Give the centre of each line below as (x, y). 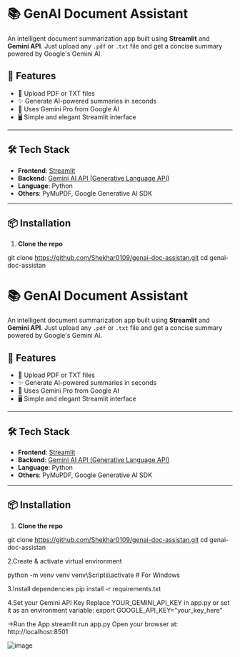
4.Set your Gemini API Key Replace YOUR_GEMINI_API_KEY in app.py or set (119, 602)
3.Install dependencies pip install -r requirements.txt (84, 588)
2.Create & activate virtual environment (65, 561)
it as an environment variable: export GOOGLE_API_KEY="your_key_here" (115, 610)
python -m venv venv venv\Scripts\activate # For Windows (94, 575)
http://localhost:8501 (38, 631)
